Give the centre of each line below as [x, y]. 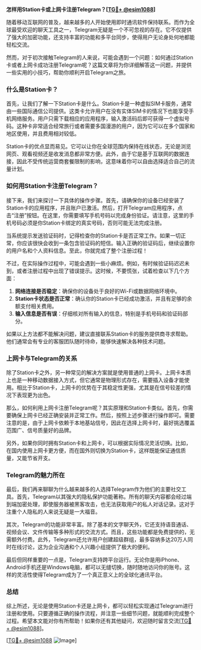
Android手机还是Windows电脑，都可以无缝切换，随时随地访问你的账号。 [95, 567]
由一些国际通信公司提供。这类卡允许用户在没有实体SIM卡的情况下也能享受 [98, 111]
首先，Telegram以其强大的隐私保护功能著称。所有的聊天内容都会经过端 [104, 497]
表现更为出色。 [35, 395]
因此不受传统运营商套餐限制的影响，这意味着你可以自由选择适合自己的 [103, 161]
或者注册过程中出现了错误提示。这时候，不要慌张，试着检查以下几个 [100, 271]
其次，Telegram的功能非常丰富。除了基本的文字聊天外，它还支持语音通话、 [99, 525]
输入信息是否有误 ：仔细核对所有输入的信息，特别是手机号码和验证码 [99, 313]
